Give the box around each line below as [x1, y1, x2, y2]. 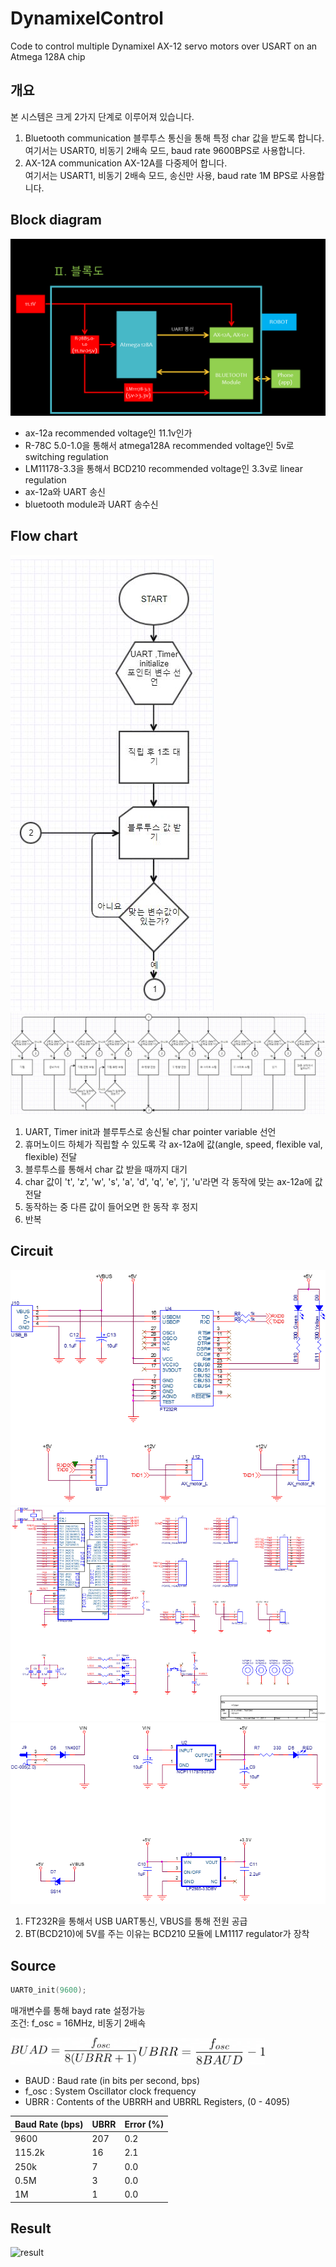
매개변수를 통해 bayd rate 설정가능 [10, 2004, 146, 2016]
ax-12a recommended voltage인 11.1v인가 [24, 427, 193, 439]
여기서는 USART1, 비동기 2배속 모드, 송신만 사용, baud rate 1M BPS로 [24, 169, 299, 181]
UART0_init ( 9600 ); [10, 1985, 87, 1996]
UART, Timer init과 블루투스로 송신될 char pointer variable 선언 [24, 1125, 277, 1137]
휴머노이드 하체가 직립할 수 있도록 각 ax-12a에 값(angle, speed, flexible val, [24, 1138, 323, 1150]
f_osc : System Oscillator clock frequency [24, 2085, 197, 2097]
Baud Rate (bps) [14, 2118, 84, 2130]
